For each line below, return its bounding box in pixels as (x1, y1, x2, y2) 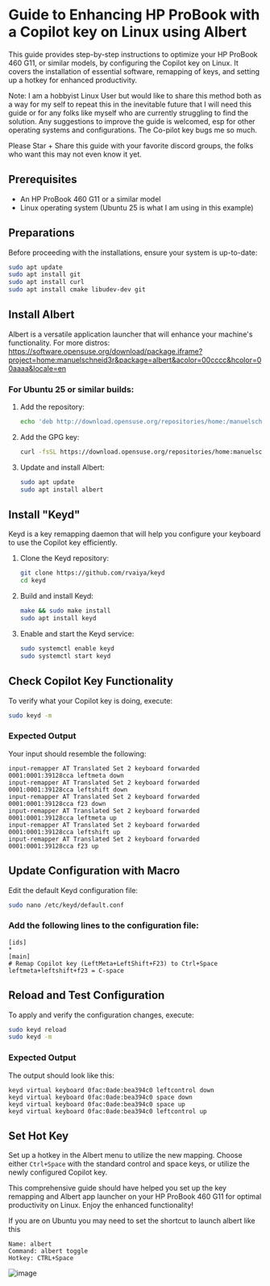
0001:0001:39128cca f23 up (8, 841, 99, 850)
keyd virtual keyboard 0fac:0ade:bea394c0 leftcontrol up (8, 1107, 207, 1115)
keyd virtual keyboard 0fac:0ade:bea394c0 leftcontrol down (8, 1086, 215, 1094)
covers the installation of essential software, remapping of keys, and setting (8, 66, 260, 76)
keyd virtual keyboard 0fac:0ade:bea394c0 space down (8, 1093, 193, 1101)
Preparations (8, 226, 75, 240)
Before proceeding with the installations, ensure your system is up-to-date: (8, 248, 258, 257)
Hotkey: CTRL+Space (8, 1255, 74, 1263)
